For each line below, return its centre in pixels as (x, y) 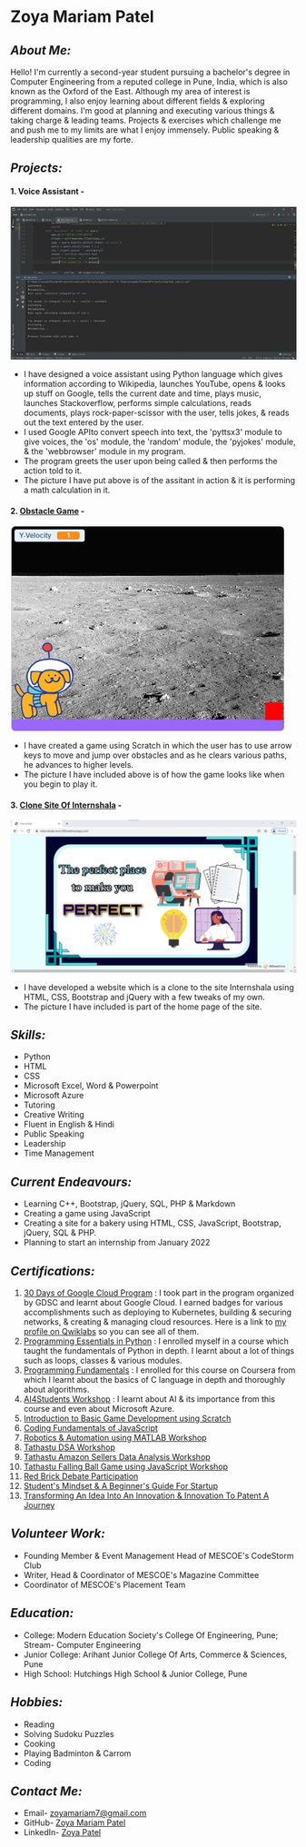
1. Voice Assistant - (48, 191)
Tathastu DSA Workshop (69, 1447)
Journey (39, 1505)
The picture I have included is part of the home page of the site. (143, 1007)
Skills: (28, 1035)
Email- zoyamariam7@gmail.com (85, 1813)
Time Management (59, 1153)
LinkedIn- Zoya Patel (62, 1832)
